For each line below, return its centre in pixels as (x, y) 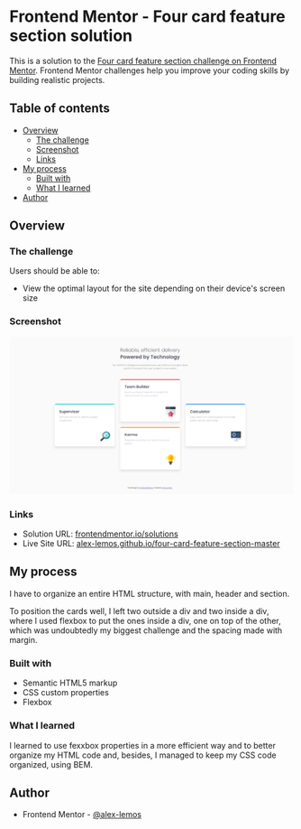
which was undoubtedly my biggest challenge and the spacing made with (146, 630)
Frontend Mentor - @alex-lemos (82, 815)
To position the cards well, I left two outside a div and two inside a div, (139, 610)
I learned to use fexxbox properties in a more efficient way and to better (143, 745)
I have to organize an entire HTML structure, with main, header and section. (150, 593)
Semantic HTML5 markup (70, 683)
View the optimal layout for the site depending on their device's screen (154, 289)
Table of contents (59, 109)
